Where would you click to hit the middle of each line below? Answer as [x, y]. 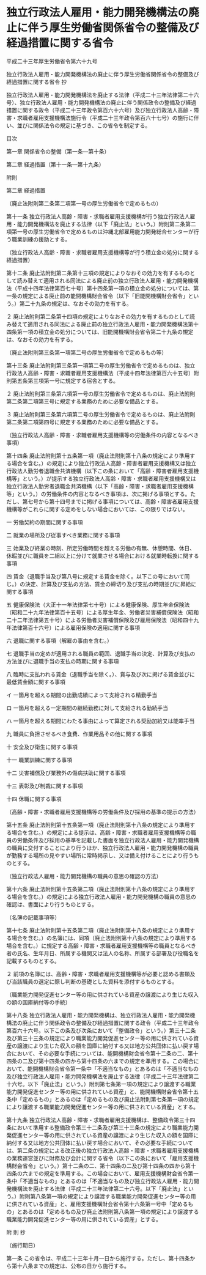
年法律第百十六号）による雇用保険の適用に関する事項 [73, 627]
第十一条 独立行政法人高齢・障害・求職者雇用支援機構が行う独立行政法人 [98, 216]
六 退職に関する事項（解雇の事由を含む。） [59, 640]
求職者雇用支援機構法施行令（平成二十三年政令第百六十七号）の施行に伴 [108, 117]
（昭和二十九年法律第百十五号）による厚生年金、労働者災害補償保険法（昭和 [103, 612]
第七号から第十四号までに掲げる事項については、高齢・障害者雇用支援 [111, 501]
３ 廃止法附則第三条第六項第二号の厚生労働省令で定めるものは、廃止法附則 [101, 414]
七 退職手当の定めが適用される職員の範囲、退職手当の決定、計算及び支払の [101, 653]
